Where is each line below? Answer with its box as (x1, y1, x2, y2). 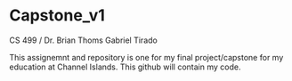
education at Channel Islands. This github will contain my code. (9, 61, 241, 72)
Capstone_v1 (9, 5, 105, 26)
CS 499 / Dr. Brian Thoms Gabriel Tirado (9, 35, 158, 45)
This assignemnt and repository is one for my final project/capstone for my (9, 52, 284, 62)
